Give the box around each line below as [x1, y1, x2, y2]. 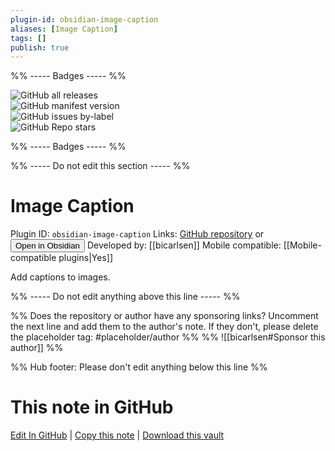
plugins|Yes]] [58, 252, 113, 264]
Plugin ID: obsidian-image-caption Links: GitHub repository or [10, 228, 265, 240]
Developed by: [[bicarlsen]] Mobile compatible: [86, 239, 282, 251]
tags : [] [10, 33, 47, 43]
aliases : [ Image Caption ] [10, 24, 118, 34]
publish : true [10, 42, 70, 53]
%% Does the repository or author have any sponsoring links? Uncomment [10, 310, 319, 322]
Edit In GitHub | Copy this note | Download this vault [10, 429, 225, 441]
